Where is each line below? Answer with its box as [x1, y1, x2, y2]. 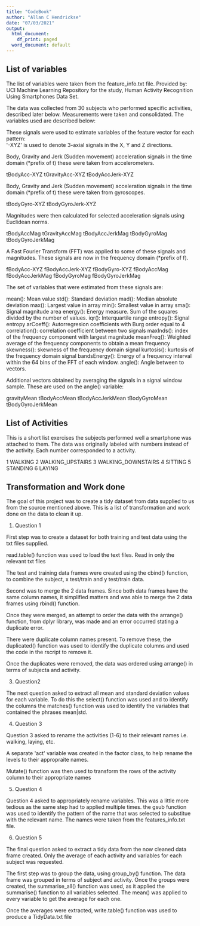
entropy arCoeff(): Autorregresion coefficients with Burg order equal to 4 [6, 320, 185, 327]
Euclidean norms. [6, 218, 50, 225]
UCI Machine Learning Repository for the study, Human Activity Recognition [6, 86, 193, 93]
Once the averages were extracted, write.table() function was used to [6, 907, 177, 914]
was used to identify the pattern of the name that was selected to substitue [6, 810, 191, 817]
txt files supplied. [6, 540, 49, 547]
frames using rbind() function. [6, 600, 80, 607]
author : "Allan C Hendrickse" [6, 14, 82, 20]
